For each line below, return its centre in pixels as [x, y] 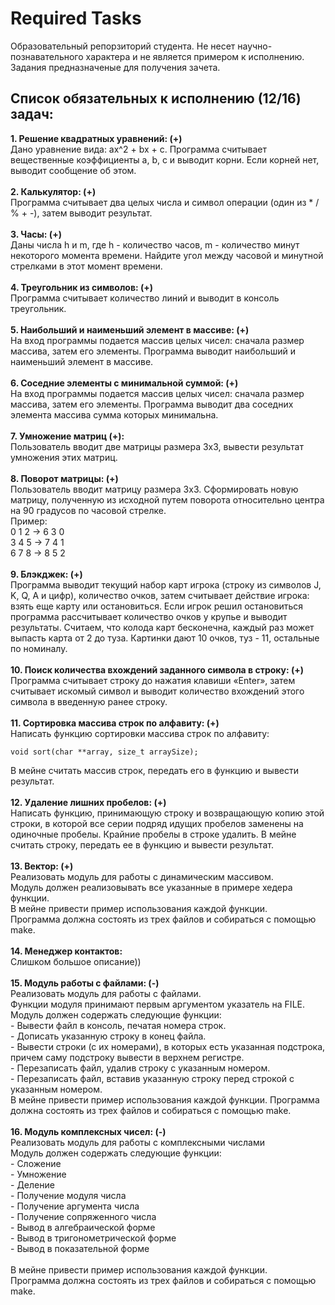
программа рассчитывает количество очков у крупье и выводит [149, 616]
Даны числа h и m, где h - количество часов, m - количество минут [155, 244]
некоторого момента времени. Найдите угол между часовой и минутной [167, 255]
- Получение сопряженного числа [83, 1216]
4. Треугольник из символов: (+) [82, 287]
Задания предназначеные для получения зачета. [115, 67]
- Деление [32, 1184]
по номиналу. [39, 648]
